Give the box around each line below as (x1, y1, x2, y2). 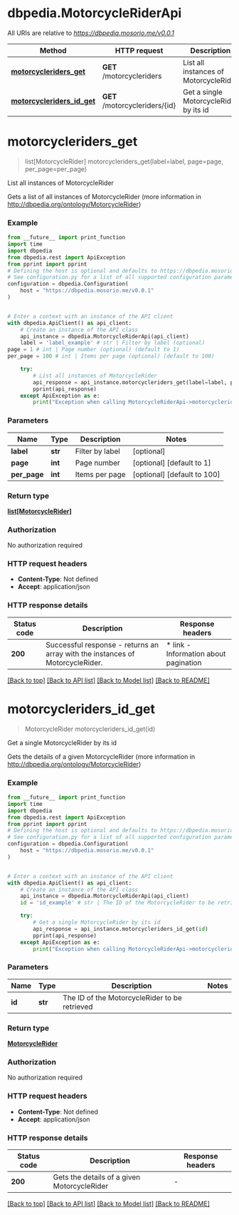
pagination (166, 657, 202, 667)
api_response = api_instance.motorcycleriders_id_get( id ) (33, 925, 208, 932)
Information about (166, 648, 226, 658)
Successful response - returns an (46, 640, 159, 650)
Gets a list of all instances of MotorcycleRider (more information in (7, 192, 201, 201)
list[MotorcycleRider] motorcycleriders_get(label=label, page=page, (24, 157, 224, 166)
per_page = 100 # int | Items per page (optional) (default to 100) (7, 353, 215, 360)
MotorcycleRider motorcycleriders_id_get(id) (24, 725, 156, 733)
